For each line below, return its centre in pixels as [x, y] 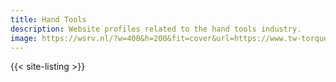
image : [24, 38]
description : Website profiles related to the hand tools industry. [156, 29]
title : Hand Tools [48, 19]
